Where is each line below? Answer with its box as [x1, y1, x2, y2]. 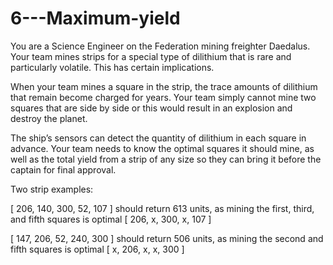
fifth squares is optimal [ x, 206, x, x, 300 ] [10, 243, 185, 255]
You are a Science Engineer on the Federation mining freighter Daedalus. [10, 40, 311, 52]
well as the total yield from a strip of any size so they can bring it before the [10, 153, 322, 165]
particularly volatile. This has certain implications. [10, 61, 215, 73]
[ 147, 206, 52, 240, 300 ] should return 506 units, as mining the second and [10, 232, 324, 244]
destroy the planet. [10, 112, 88, 124]
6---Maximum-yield [10, 7, 181, 30]
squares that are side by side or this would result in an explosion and [10, 102, 293, 114]
